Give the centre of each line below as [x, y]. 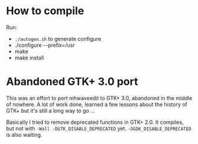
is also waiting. [24, 135]
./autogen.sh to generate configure [58, 39]
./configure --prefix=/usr [45, 45]
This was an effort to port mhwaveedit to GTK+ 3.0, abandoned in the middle [99, 98]
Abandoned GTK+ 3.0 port [72, 82]
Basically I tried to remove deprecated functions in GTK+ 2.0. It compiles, [95, 122]
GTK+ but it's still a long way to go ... [51, 110]
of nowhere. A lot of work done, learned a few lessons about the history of [97, 104]
